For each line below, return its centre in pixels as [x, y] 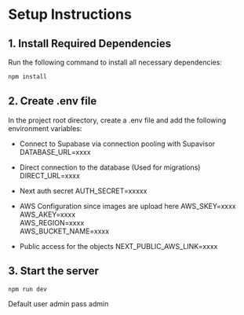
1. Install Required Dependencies [89, 44]
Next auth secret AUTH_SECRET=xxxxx [83, 191]
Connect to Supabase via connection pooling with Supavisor [117, 144]
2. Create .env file [53, 101]
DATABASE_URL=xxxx [55, 152]
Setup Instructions [70, 15]
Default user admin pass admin [58, 303]
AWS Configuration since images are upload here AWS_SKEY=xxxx [128, 206]
